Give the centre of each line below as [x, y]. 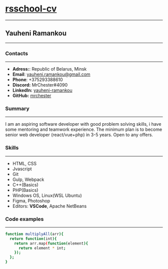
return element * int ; [42, 248]
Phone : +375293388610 [38, 80]
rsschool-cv [31, 9]
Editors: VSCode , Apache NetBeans [49, 206]
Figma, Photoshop [31, 200]
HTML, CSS [24, 163]
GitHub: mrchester [32, 96]
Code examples [24, 219]
